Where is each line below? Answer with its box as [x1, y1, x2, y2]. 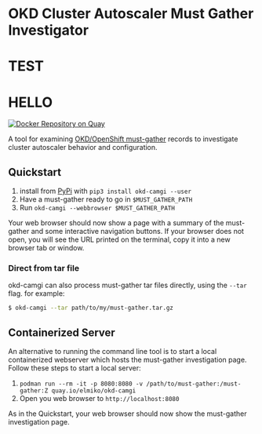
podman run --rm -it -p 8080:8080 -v [19, 380, 144, 388]
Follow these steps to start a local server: [8, 363, 141, 373]
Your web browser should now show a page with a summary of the [8, 218, 224, 228]
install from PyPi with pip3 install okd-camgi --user [19, 186, 192, 196]
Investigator [8, 21, 89, 39]
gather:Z [19, 387, 49, 395]
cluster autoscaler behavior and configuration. [8, 143, 158, 152]
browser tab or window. [8, 243, 85, 253]
